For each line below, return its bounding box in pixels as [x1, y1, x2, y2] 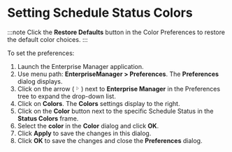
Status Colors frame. [17, 114, 79, 123]
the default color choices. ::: [7, 35, 88, 43]
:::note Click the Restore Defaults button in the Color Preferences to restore [7, 28, 226, 36]
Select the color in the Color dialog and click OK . [17, 121, 159, 130]
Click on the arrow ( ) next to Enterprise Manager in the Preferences [17, 84, 221, 93]
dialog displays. [17, 77, 63, 85]
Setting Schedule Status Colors [7, 5, 194, 21]
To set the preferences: [7, 49, 75, 57]
